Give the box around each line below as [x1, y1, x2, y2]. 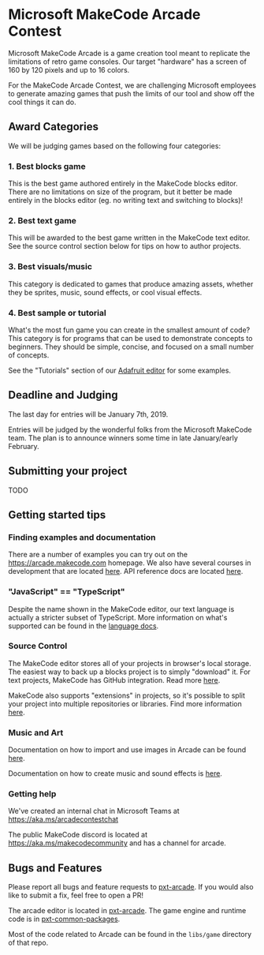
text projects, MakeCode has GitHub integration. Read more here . [8, 675, 221, 684]
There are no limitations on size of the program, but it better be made [8, 187, 232, 197]
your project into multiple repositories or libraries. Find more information [8, 698, 242, 708]
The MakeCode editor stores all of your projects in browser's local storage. [8, 658, 251, 668]
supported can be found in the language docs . [8, 621, 159, 631]
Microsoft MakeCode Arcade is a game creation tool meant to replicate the [8, 48, 251, 58]
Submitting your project [8, 464, 128, 478]
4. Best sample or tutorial [8, 307, 106, 318]
